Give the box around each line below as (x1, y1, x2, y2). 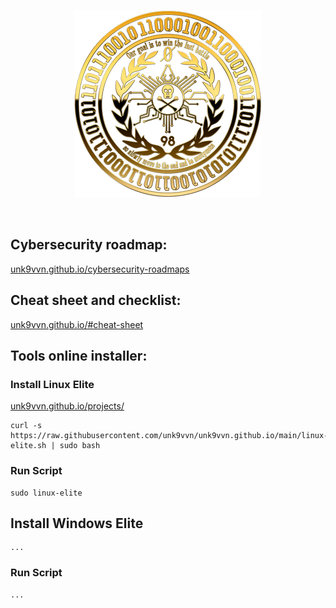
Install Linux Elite (10, 377, 95, 391)
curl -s (10, 421, 43, 431)
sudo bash (59, 441, 101, 451)
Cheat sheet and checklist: (10, 292, 182, 309)
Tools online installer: (10, 348, 148, 365)
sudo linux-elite (10, 488, 83, 498)
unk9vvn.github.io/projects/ (10, 400, 125, 412)
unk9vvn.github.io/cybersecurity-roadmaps (10, 263, 190, 275)
